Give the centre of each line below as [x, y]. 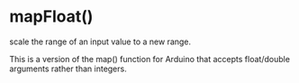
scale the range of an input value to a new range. [100, 41]
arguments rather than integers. [68, 69]
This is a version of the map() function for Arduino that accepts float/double [150, 59]
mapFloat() [51, 17]
